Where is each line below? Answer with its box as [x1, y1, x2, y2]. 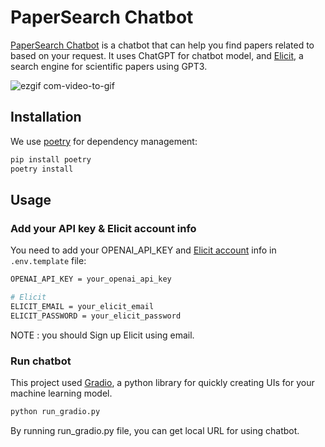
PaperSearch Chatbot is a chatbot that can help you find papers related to [10, 39, 315, 51]
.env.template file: [10, 255, 87, 267]
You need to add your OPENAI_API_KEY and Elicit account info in [10, 244, 277, 256]
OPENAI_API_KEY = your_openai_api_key [10, 274, 172, 285]
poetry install [10, 164, 74, 174]
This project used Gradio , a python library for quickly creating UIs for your [10, 376, 315, 388]
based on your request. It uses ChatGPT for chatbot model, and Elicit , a [10, 49, 304, 61]
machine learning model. [10, 387, 113, 399]
